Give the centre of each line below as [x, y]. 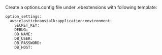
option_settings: [24, 17]
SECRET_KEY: [27, 25]
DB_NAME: [24, 34]
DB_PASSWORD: [28, 43]
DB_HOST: [24, 47]
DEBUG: [21, 30]
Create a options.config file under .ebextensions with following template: [81, 7]
